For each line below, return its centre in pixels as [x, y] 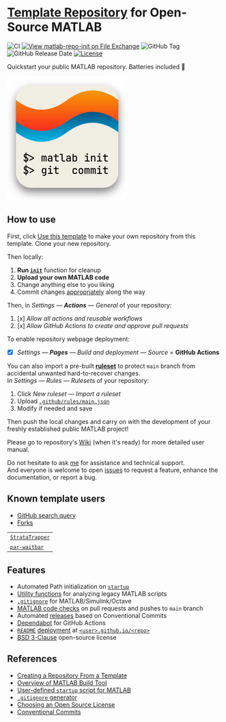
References [32, 659]
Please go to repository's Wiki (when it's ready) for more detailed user [106, 442]
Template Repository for [77, 13]
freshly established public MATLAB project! [68, 429]
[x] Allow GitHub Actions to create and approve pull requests [103, 325]
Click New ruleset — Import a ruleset [69, 394]
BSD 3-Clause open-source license [67, 637]
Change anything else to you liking [66, 284]
